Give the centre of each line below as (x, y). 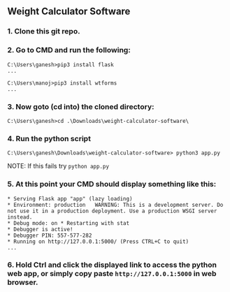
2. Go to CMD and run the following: (69, 50)
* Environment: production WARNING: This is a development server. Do (115, 205)
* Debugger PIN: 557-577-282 (50, 235)
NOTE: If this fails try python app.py (58, 166)
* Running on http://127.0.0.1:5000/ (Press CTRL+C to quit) (98, 241)
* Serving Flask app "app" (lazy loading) (70, 198)
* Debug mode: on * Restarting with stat (69, 223)
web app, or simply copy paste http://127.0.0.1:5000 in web (112, 274)
